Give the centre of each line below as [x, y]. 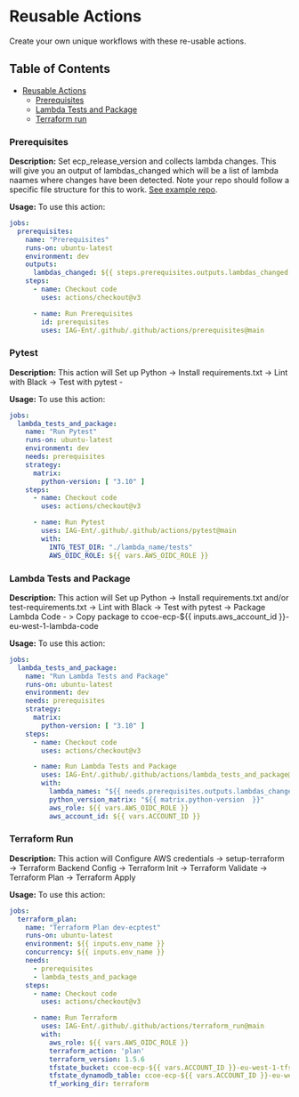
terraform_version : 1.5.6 [97, 1059]
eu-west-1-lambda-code [54, 625]
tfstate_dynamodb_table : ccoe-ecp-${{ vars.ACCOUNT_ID [152, 1076]
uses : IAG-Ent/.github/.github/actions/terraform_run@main [153, 1026]
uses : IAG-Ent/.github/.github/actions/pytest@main [139, 531]
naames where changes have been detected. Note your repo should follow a [149, 181]
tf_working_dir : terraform [99, 1084]
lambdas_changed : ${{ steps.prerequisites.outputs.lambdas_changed [161, 273]
